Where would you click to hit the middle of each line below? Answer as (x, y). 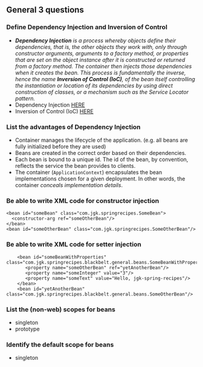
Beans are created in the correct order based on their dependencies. (101, 153)
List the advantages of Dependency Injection (73, 127)
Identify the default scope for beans (60, 345)
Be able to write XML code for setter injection (74, 245)
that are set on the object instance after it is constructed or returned (100, 59)
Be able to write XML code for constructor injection (83, 200)
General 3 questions (45, 10)
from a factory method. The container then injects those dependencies (103, 66)
